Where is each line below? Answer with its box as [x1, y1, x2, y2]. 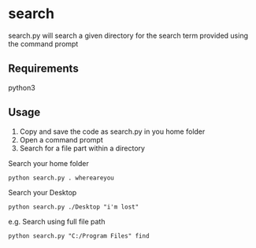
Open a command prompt [19, 135, 104, 144]
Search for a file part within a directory [19, 143, 146, 153]
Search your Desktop [8, 187, 77, 197]
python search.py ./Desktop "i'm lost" [8, 202, 139, 211]
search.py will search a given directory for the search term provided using [8, 31, 248, 40]
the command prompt [8, 39, 79, 48]
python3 [8, 83, 35, 92]
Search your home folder [8, 158, 89, 168]
